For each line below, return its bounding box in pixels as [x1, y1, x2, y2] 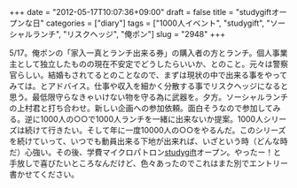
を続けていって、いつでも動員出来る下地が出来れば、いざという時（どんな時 [9, 136, 288, 147]
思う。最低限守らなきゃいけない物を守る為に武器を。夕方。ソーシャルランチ [9, 92, 288, 102]
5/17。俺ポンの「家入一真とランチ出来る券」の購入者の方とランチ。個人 [9, 48, 273, 58]
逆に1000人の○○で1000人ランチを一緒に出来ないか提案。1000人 [24, 114, 264, 124]
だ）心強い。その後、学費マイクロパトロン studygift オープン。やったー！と [9, 147, 282, 157]
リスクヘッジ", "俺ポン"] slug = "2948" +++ [66, 29, 226, 39]
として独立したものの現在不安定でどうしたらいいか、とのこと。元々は [16, 59, 273, 69]
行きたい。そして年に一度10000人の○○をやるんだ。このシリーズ [47, 125, 286, 135]
